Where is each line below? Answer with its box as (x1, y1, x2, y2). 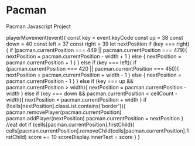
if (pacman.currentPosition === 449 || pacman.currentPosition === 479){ (9, 46, 187, 53)
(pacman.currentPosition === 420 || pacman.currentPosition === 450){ (6, 65, 180, 72)
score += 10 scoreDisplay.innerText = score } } (28, 133, 141, 140)
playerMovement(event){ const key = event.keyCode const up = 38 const (6, 34, 183, 41)
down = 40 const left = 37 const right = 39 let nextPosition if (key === (6, 40, 176, 47)
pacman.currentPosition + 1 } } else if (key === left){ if (6, 59, 136, 66)
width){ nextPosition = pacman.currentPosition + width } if (6, 96, 147, 103)
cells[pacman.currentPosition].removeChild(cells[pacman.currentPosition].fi (6, 127, 190, 134)
